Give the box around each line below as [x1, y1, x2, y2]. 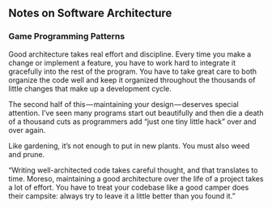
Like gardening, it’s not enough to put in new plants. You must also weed [8, 141, 250, 151]
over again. [8, 125, 46, 134]
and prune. [8, 149, 45, 159]
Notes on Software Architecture [8, 6, 172, 20]
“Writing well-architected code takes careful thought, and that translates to [8, 165, 258, 175]
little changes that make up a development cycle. [8, 83, 172, 93]
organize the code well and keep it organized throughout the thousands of [8, 75, 256, 84]
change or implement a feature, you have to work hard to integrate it [8, 58, 236, 67]
